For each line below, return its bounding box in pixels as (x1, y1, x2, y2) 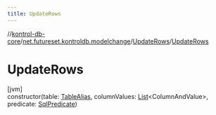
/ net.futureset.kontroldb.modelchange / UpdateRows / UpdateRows (20, 36, 209, 46)
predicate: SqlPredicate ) (7, 100, 77, 108)
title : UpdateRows (7, 10, 61, 18)
